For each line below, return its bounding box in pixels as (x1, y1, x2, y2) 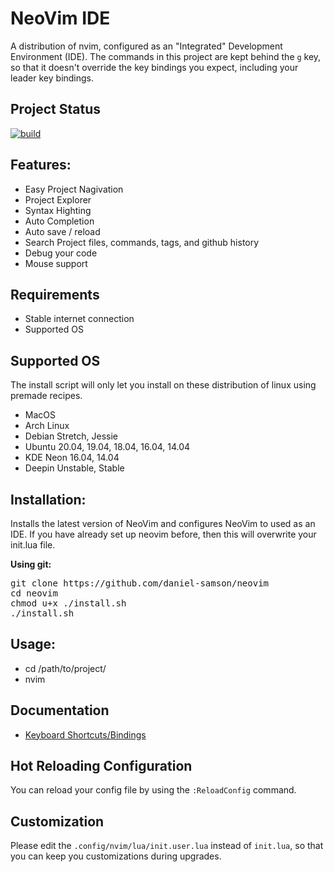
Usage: (10, 636, 57, 653)
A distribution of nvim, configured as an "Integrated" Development (10, 40, 283, 52)
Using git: (10, 558, 52, 570)
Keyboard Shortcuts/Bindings (24, 728, 147, 741)
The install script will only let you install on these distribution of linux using (10, 379, 317, 391)
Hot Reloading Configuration (10, 758, 193, 775)
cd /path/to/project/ (24, 662, 107, 674)
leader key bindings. (10, 72, 95, 84)
